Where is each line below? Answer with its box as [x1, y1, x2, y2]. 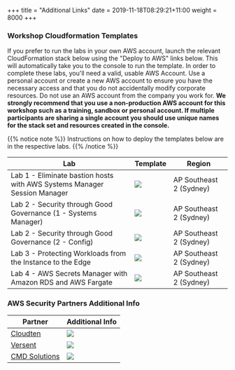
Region [186, 159, 211, 169]
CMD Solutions [10, 351, 60, 361]
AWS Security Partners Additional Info [7, 299, 140, 308]
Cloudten [10, 329, 41, 338]
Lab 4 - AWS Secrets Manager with [10, 269, 128, 279]
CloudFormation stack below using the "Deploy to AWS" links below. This [7, 54, 218, 62]
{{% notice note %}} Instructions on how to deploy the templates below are [7, 135, 224, 143]
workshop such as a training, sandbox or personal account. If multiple [7, 107, 215, 115]
